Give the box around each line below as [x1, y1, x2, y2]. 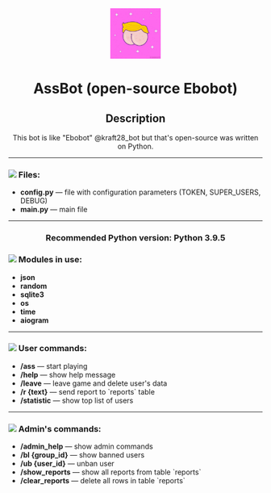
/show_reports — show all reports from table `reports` [19, 467, 202, 477]
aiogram [19, 315, 49, 325]
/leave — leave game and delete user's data [19, 378, 168, 388]
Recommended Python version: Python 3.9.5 [45, 232, 226, 244]
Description [105, 111, 166, 125]
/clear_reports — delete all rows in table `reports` [19, 476, 186, 486]
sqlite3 [19, 290, 44, 299]
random [19, 281, 48, 290]
